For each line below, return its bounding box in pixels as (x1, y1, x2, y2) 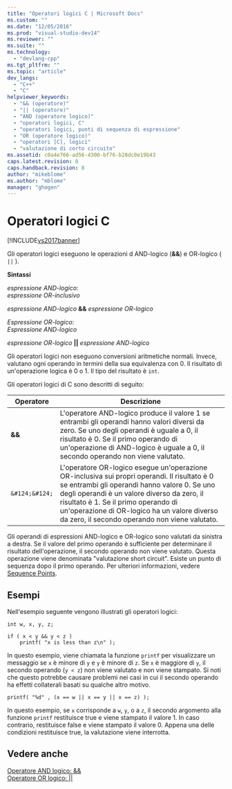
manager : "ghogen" (7, 184, 60, 191)
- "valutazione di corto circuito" (13, 145, 116, 152)
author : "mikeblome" (7, 171, 67, 178)
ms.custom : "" (7, 17, 48, 24)
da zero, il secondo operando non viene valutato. (59, 514, 219, 524)
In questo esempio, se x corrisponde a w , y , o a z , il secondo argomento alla (7, 706, 222, 714)
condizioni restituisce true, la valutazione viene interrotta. (7, 728, 171, 736)
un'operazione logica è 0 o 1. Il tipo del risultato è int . (7, 367, 160, 375)
